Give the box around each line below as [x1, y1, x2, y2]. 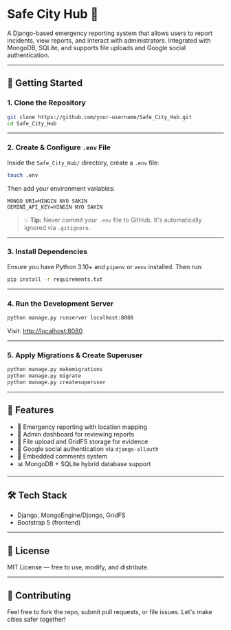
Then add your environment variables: [7, 184, 115, 192]
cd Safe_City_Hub [7, 120, 57, 127]
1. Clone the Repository [7, 98, 86, 107]
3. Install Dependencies [7, 247, 88, 257]
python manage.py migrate [7, 372, 81, 379]
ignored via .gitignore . [23, 223, 91, 231]
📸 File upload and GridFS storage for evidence [16, 437, 148, 445]
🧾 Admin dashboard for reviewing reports [16, 430, 135, 438]
